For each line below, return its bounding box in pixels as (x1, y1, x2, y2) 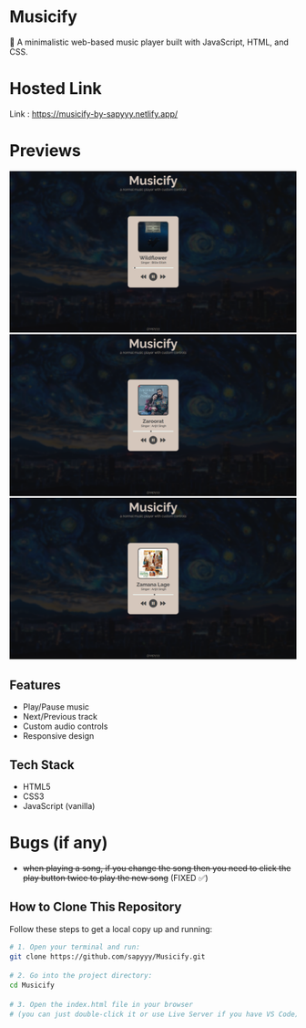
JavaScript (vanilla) (22, 800, 96, 811)
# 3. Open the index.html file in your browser (9, 1000, 194, 1009)
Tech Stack (9, 757, 75, 773)
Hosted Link (9, 78, 102, 99)
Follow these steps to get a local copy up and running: (9, 923, 213, 934)
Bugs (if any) (9, 833, 108, 854)
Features (9, 677, 61, 692)
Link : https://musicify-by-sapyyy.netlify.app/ (9, 108, 178, 119)
